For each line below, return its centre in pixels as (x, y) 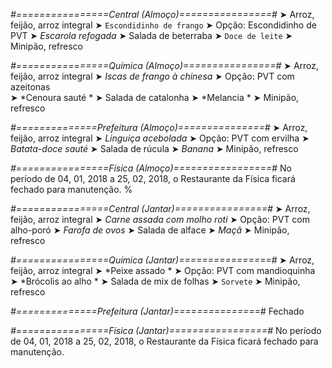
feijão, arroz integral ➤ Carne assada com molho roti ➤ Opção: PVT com (160, 219)
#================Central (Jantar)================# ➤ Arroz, (160, 208)
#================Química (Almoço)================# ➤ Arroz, (165, 65)
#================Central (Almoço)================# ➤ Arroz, (162, 14)
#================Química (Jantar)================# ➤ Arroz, (162, 260)
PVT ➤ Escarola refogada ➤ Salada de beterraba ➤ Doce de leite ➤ (151, 35)
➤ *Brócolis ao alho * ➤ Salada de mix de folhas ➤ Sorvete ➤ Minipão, (155, 281)
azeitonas (30, 87)
